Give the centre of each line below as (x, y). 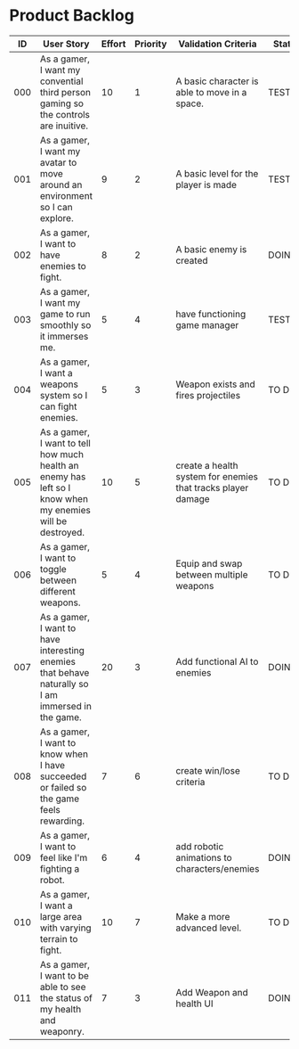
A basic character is (218, 81)
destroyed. (62, 532)
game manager (207, 324)
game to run (65, 314)
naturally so (64, 684)
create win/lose (208, 770)
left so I (55, 488)
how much (62, 454)
